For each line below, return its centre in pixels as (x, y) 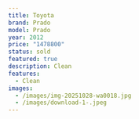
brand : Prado (29, 23)
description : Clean (40, 67)
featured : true (33, 59)
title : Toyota (31, 15)
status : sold (29, 52)
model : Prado (29, 30)
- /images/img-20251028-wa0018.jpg (73, 96)
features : (24, 74)
